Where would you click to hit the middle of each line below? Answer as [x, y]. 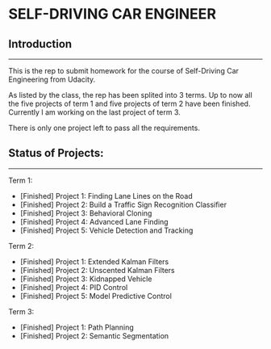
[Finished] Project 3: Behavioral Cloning [86, 213]
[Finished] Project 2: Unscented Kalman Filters [97, 270]
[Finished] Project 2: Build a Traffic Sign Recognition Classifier [123, 204]
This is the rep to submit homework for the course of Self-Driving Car [124, 71]
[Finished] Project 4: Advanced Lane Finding [94, 221]
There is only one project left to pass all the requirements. [104, 128]
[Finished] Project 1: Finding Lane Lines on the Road [106, 196]
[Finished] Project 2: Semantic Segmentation [94, 335]
